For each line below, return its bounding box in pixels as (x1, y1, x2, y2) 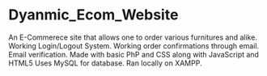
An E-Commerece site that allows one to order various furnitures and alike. (8, 32, 257, 42)
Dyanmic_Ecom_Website (8, 6, 179, 24)
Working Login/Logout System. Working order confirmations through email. (8, 40, 260, 50)
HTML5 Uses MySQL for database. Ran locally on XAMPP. (8, 58, 202, 68)
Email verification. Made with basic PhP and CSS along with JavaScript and (8, 49, 259, 59)
